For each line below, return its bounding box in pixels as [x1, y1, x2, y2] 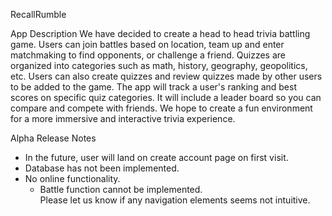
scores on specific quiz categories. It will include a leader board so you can [10, 92, 322, 103]
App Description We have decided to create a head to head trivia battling [10, 28, 311, 39]
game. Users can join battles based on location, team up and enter [10, 39, 285, 50]
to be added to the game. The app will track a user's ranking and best [10, 81, 298, 93]
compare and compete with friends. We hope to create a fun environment [10, 102, 313, 114]
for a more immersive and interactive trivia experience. [10, 113, 236, 124]
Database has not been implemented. [24, 162, 180, 174]
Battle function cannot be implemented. [39, 184, 203, 195]
